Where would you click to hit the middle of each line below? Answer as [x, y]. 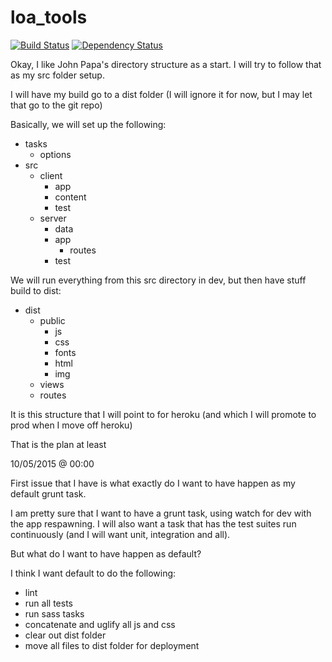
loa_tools [49, 17]
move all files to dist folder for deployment [112, 645]
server [53, 218]
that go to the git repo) [56, 105]
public [52, 320]
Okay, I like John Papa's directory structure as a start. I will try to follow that [166, 64]
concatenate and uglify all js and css [100, 624]
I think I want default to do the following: [93, 573]
